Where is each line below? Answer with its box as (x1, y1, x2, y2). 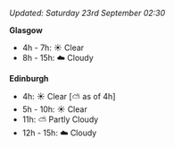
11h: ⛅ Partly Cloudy (21, 114, 99, 125)
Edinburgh (9, 73, 49, 83)
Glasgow (9, 25, 43, 35)
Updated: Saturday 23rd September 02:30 (9, 8, 166, 18)
